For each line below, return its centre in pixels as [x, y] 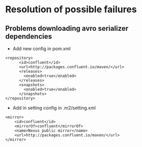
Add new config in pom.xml [42, 49]
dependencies [29, 36]
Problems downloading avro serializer [67, 28]
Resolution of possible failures [71, 9]
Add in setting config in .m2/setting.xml [54, 108]
